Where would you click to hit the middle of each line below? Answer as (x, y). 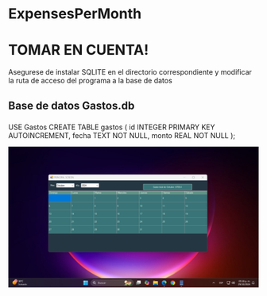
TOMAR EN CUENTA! (79, 50)
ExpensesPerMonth (75, 14)
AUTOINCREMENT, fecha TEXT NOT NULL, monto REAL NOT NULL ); (122, 136)
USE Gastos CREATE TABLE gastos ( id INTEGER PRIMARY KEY (112, 127)
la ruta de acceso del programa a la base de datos (90, 81)
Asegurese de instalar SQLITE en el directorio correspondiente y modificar (130, 72)
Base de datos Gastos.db (72, 105)
